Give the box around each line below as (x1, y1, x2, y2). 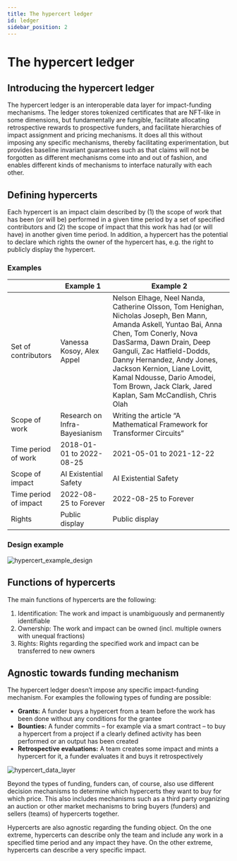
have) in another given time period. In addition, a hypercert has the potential (7, 231, 228, 239)
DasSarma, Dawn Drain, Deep (112, 337, 211, 347)
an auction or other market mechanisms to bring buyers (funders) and (7, 802, 211, 811)
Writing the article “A (112, 411, 181, 421)
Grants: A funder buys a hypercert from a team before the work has (17, 707, 215, 715)
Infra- (60, 420, 81, 429)
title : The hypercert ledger (7, 10, 93, 18)
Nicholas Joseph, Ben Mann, (112, 311, 207, 320)
